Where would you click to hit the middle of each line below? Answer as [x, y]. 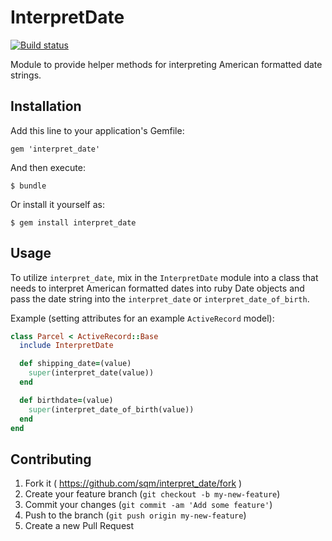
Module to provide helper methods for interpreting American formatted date [166, 64]
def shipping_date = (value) [75, 364]
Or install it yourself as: [57, 204]
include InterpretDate [66, 346]
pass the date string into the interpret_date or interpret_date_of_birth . [160, 298]
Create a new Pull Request [79, 526]
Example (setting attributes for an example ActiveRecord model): [142, 318]
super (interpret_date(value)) [91, 373]
